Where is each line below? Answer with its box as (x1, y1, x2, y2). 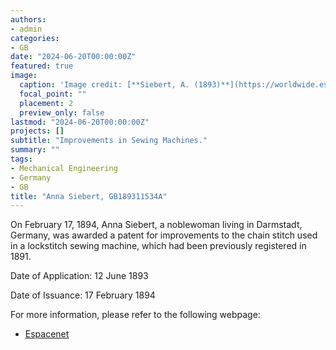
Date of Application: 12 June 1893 (10, 270, 149, 282)
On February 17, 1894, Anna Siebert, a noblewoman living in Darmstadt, (10, 219, 303, 231)
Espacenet (24, 328, 70, 340)
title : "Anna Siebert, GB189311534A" (10, 191, 168, 201)
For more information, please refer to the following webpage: (10, 309, 261, 321)
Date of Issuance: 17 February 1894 (10, 289, 156, 301)
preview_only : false (19, 107, 105, 118)
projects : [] (10, 126, 65, 136)
